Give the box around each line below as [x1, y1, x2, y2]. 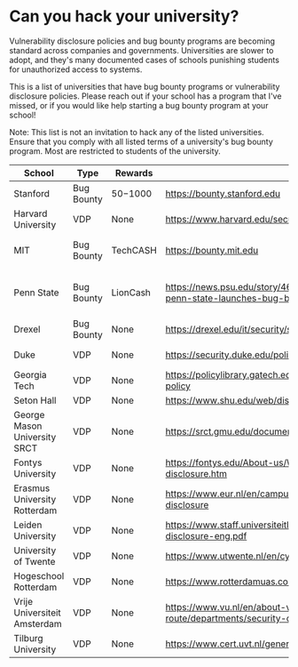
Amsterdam [13, 617, 62, 630]
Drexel [13, 323, 41, 335]
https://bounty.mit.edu [165, 244, 259, 256]
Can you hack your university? [9, 6, 239, 27]
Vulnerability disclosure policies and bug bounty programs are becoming [9, 36, 276, 46]
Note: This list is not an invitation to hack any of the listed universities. [9, 126, 264, 137]
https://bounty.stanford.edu [165, 187, 281, 199]
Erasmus [13, 482, 51, 494]
